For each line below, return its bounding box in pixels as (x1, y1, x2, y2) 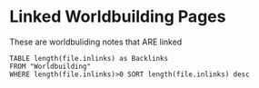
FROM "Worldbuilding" (9, 62, 92, 71)
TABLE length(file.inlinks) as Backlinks (9, 54, 169, 63)
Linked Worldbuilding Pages (9, 6, 226, 27)
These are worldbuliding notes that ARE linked (9, 36, 183, 47)
